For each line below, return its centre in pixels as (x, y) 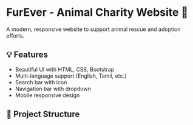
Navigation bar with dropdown (53, 89)
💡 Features (27, 55)
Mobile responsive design (47, 95)
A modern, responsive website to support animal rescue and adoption (93, 29)
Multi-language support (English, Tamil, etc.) (71, 76)
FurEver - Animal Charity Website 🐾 (97, 12)
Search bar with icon (41, 82)
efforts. (15, 35)
